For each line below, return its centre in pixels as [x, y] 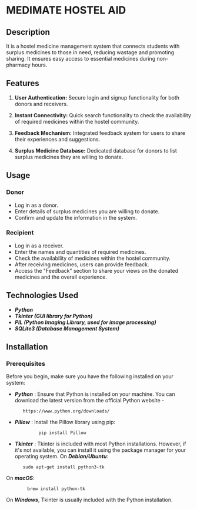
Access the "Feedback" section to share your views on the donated [96, 270]
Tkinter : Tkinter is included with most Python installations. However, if [100, 444]
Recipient [20, 233]
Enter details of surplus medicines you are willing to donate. [87, 211]
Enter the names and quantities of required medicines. [80, 252]
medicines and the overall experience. [61, 277]
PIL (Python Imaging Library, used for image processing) [86, 322]
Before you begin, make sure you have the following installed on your [90, 376]
